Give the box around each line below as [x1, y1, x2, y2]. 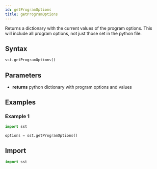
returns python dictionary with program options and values [12, 84, 132, 90]
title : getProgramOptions [5, 12, 58, 17]
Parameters [5, 71, 42, 79]
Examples [5, 98, 36, 107]
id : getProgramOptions [5, 7, 52, 12]
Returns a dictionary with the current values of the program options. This [5, 25, 153, 31]
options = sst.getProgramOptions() [5, 133, 78, 138]
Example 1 [5, 113, 30, 120]
